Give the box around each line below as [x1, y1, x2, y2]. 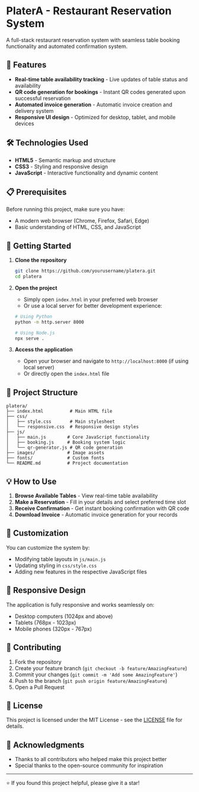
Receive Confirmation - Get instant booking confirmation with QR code [14, 505, 190, 512]
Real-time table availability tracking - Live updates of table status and [14, 75, 188, 83]
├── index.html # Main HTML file [6, 408, 113, 414]
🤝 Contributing [6, 642, 62, 652]
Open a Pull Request [14, 683, 65, 690]
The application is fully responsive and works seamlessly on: [6, 601, 155, 608]
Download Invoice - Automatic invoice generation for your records [14, 511, 178, 518]
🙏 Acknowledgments [6, 740, 85, 750]
